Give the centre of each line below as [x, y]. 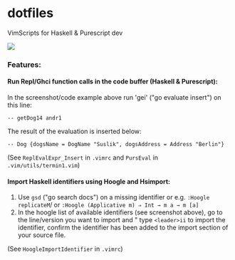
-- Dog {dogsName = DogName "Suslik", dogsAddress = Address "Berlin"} [116, 145]
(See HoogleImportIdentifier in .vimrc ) [65, 249]
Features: [24, 64]
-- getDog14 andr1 [35, 118]
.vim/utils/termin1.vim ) [44, 165]
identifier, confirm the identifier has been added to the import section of [123, 228]
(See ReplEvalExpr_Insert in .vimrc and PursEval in [83, 157]
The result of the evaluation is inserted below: [74, 131]
